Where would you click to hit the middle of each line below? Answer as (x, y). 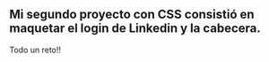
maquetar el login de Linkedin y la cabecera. (135, 29)
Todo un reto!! (35, 50)
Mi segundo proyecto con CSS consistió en (132, 15)
